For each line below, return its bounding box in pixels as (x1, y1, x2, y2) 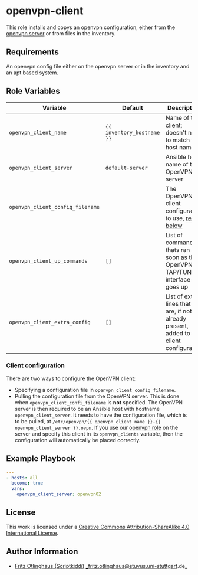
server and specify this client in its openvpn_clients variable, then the (14, 430, 183, 437)
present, (165, 322, 189, 330)
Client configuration (6, 361, 65, 370)
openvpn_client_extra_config (9, 319, 91, 325)
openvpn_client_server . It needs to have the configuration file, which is (14, 411, 187, 419)
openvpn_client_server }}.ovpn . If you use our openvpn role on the (14, 424, 179, 431)
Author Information (6, 547, 78, 557)
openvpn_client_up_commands (9, 257, 88, 264)
